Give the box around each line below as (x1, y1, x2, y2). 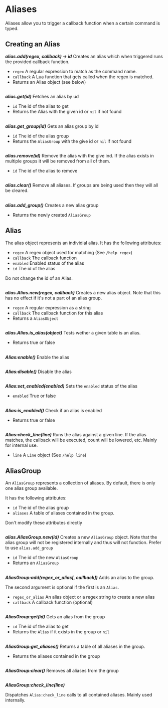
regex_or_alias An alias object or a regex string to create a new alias (12, 594, 155, 600)
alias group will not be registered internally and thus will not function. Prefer (5, 540, 162, 546)
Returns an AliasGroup (12, 560, 59, 566)
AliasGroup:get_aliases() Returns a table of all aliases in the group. (5, 643, 145, 649)
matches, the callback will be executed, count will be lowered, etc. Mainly (5, 437, 157, 443)
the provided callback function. (5, 59, 70, 65)
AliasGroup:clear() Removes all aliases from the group (5, 668, 119, 674)
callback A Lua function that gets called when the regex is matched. (12, 74, 154, 80)
